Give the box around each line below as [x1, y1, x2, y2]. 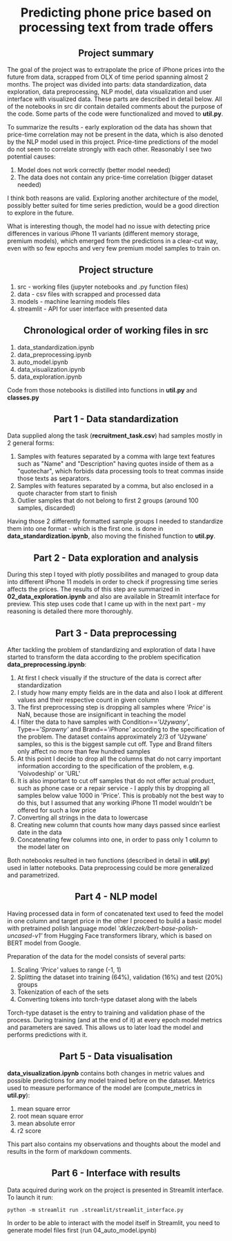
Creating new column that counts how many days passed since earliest [17, 821, 221, 829]
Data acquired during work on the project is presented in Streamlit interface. [7, 1186, 224, 1194]
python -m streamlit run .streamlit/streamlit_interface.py [7, 1206, 184, 1213]
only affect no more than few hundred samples [17, 748, 151, 756]
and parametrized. [7, 871, 60, 880]
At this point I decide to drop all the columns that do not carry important [17, 754, 222, 763]
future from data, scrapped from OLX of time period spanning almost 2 [7, 73, 209, 81]
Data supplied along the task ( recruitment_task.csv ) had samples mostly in [7, 431, 223, 440]
